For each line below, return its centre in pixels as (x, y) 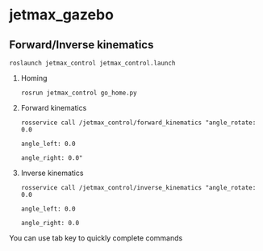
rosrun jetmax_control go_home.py (79, 93)
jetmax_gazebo (61, 15)
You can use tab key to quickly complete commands (96, 238)
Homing (34, 78)
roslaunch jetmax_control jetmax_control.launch (92, 63)
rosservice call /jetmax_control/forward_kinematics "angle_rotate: (138, 123)
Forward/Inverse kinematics (81, 45)
